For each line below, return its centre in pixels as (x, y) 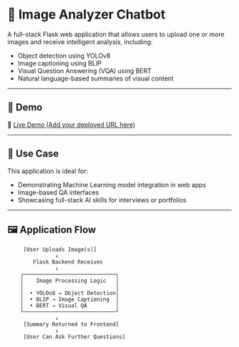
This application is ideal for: (48, 171)
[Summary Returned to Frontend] (71, 325)
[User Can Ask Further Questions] (74, 337)
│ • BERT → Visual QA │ (70, 306)
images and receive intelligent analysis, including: (80, 41)
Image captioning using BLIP (59, 63)
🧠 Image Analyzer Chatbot (86, 15)
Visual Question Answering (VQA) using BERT (84, 71)
